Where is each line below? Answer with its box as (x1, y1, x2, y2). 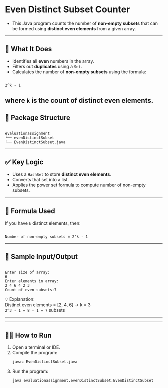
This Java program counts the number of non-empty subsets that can (12, 20, 158, 26)
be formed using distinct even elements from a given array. (12, 25, 136, 31)
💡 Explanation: (5, 296, 35, 302)
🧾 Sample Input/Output (5, 252, 78, 261)
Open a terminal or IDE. (12, 344, 61, 350)
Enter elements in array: (5, 279, 59, 284)
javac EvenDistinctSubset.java (12, 359, 78, 364)
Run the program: (12, 368, 49, 374)
